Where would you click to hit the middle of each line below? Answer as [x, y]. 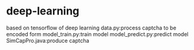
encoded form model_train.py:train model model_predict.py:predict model [97, 34]
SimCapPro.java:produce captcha [48, 40]
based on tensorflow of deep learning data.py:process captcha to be [91, 28]
